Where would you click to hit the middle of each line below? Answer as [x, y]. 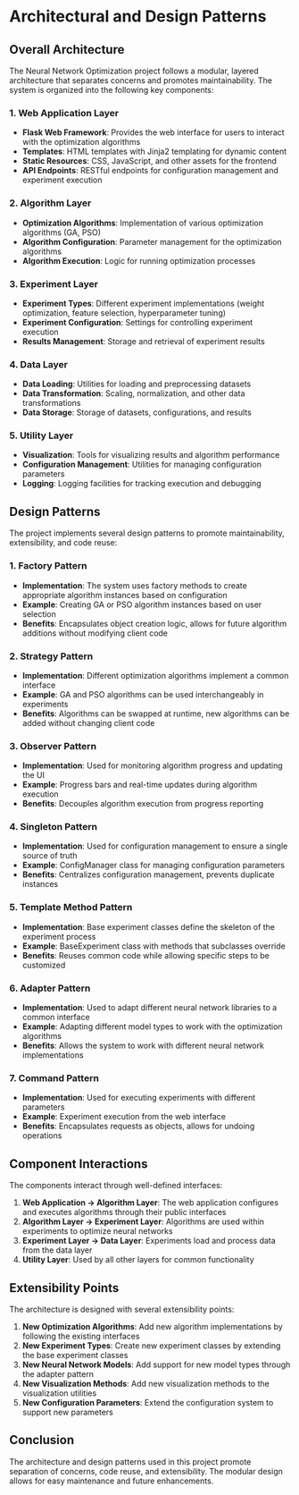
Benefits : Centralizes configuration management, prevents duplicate [148, 874]
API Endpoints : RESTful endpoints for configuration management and [150, 171]
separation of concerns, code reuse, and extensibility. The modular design [146, 1471]
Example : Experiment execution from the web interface [124, 1117]
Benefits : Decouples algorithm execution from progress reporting [143, 804]
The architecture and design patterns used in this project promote [130, 1461]
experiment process [59, 936]
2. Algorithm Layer [50, 203]
